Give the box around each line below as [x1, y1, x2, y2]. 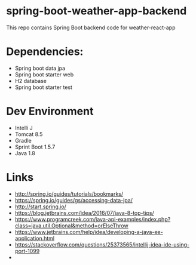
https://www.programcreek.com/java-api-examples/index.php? [14, 215, 171, 223]
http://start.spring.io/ [14, 203, 67, 210]
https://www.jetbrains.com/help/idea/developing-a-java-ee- [14, 228, 163, 235]
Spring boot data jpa [14, 64, 66, 72]
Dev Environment [6, 104, 94, 118]
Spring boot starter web [14, 70, 73, 78]
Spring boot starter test [14, 84, 73, 91]
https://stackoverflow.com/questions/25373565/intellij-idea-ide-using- [14, 241, 190, 248]
